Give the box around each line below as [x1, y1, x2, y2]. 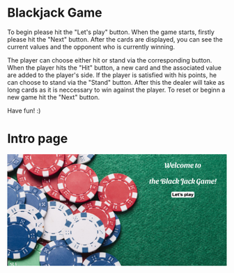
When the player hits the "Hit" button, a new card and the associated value [7, 63, 221, 72]
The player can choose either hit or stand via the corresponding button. [7, 56, 212, 64]
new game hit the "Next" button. [7, 92, 100, 101]
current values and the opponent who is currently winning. [7, 42, 175, 51]
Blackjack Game [7, 5, 102, 21]
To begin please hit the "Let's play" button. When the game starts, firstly [7, 28, 214, 36]
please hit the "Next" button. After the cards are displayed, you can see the [7, 35, 223, 43]
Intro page [7, 131, 68, 147]
